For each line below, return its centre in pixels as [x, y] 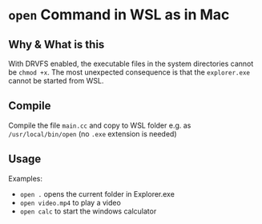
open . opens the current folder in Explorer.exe [97, 193]
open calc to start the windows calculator [88, 211]
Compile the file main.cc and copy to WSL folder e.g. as [100, 125]
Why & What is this [56, 45]
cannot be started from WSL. [56, 81]
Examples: [25, 178]
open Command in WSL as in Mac [119, 15]
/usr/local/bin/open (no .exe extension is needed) [93, 133]
